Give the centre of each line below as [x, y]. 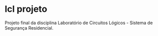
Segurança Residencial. [29, 28]
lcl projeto [26, 9]
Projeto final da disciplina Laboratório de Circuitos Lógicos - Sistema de [79, 23]
